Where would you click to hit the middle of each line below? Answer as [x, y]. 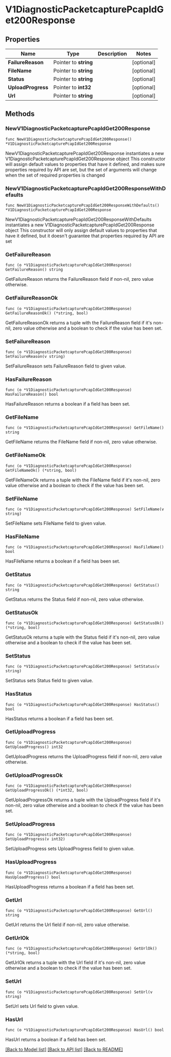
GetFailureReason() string [34, 270]
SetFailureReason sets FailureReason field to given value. [66, 366]
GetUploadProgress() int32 [34, 747]
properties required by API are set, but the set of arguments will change [81, 169]
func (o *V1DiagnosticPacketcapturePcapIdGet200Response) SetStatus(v [82, 667]
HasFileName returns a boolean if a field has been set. [63, 561]
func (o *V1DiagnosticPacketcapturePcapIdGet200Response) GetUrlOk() [81, 949]
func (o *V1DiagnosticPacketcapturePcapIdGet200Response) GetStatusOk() [85, 623]
